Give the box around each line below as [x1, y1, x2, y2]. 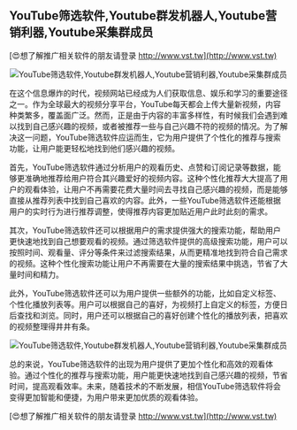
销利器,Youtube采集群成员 [9, 25, 154, 40]
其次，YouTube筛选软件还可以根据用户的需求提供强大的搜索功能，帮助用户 [9, 225, 281, 235]
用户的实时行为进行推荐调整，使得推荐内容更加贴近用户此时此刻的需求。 [9, 206, 272, 217]
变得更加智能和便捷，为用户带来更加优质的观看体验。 [9, 392, 203, 403]
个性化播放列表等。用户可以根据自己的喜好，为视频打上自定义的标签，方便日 [9, 299, 288, 310]
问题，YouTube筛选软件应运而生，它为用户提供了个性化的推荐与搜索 [32, 132, 281, 142]
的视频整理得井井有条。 [9, 321, 95, 332]
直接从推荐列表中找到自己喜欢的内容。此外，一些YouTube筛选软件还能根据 [9, 195, 281, 205]
